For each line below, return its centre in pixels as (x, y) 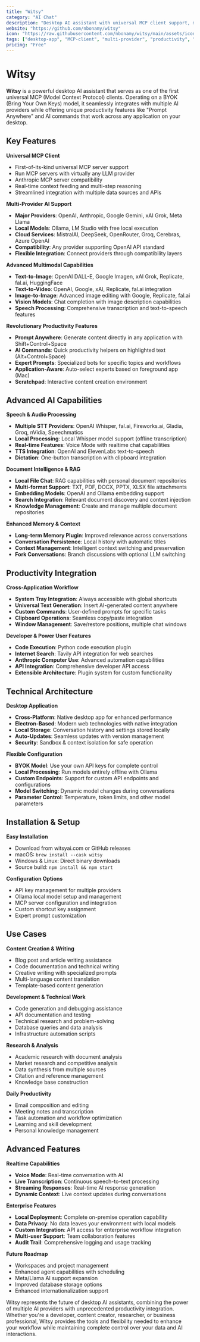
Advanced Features (43, 1149)
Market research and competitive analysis (66, 1063)
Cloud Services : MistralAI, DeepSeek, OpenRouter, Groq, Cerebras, (98, 234)
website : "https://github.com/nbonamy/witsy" (63, 28)
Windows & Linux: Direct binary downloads (67, 861)
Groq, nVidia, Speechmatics (49, 433)
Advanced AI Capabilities (54, 400)
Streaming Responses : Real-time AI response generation (85, 1187)
